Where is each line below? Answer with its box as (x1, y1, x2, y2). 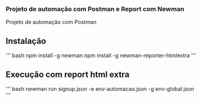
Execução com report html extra (5, 69, 130, 79)
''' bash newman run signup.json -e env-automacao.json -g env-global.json (5, 85, 195, 92)
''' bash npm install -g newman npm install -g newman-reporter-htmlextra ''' (5, 52, 197, 59)
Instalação (5, 35, 47, 46)
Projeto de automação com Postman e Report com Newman (5, 5, 184, 13)
